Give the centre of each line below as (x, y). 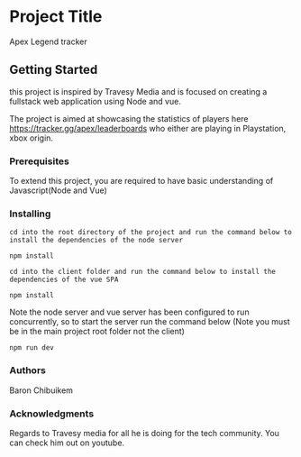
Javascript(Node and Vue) (59, 190)
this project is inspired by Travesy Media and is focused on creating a (138, 91)
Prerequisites (39, 161)
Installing (30, 214)
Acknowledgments (52, 414)
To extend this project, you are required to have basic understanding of (141, 181)
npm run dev (32, 348)
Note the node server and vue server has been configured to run (129, 312)
